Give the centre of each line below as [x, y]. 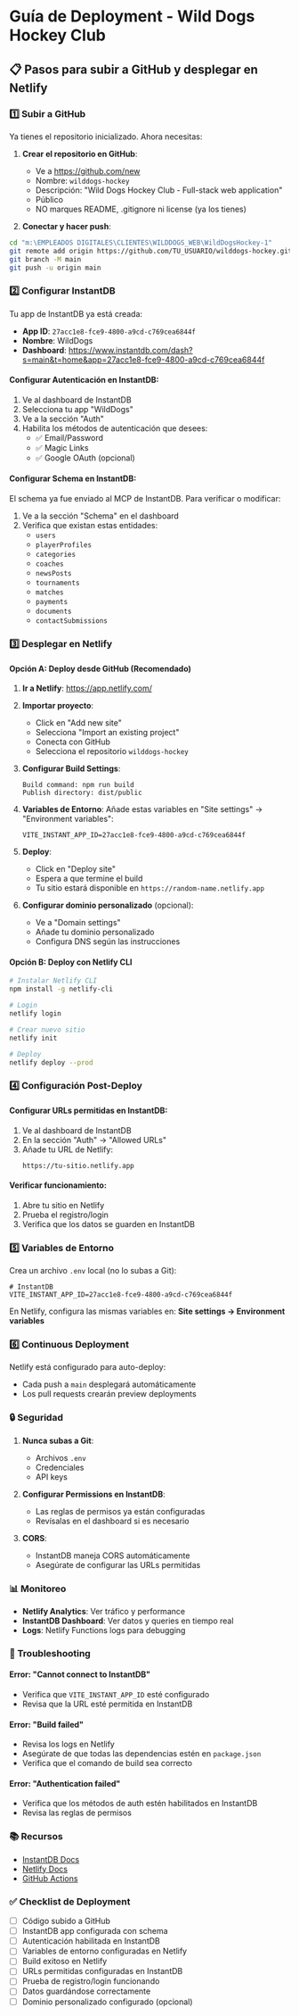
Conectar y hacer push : [66, 226]
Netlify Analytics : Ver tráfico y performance [103, 1611]
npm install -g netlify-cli [61, 989]
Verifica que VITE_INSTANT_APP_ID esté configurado [116, 1695]
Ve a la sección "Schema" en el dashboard [101, 516]
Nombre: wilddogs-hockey [82, 180]
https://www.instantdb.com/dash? [130, 350]
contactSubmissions [72, 621]
